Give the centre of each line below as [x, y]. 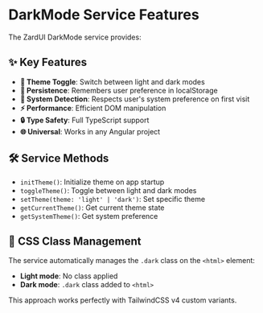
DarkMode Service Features [104, 15]
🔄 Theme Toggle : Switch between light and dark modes [112, 81]
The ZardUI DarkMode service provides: [75, 37]
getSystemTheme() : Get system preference [89, 216]
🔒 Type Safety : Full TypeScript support [84, 120]
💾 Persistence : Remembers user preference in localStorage [119, 90]
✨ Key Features [47, 62]
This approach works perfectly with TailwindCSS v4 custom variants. [123, 300]
